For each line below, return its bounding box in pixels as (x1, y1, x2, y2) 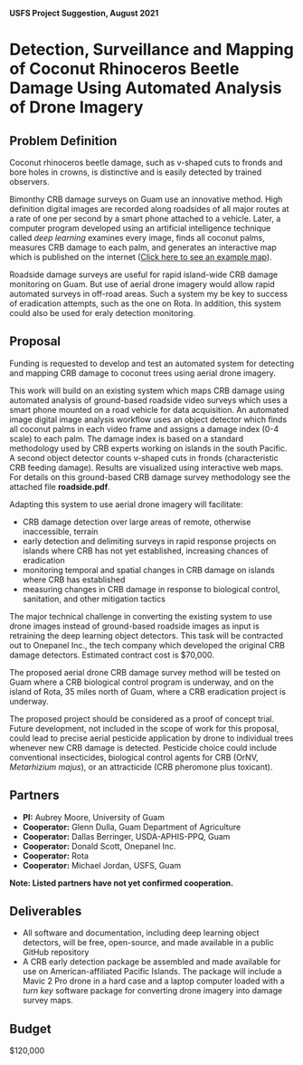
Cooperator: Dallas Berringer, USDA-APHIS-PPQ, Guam (22, 830, 231, 841)
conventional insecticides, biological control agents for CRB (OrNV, (9, 752, 259, 763)
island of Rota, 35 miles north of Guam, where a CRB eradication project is (9, 686, 287, 696)
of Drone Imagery (9, 97, 144, 118)
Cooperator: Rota (22, 850, 89, 861)
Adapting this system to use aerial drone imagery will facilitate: (9, 498, 243, 510)
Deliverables (9, 904, 82, 919)
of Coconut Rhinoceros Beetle (9, 59, 240, 80)
